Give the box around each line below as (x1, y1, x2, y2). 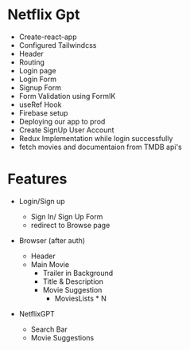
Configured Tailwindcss (18, 40, 97, 49)
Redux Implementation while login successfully (18, 133, 173, 143)
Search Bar (30, 324, 68, 334)
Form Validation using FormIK (18, 91, 116, 100)
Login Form (18, 74, 57, 84)
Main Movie (30, 259, 69, 269)
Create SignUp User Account (18, 125, 114, 135)
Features (7, 170, 68, 188)
